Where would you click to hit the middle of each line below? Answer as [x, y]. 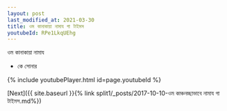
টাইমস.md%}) [24, 101]
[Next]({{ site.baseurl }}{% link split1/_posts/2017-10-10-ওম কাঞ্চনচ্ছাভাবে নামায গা [113, 93]
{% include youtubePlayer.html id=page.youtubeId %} [84, 80]
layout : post [26, 13]
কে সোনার [27, 66]
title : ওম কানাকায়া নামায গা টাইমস [46, 26]
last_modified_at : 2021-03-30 [51, 20]
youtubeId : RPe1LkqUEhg [42, 33]
